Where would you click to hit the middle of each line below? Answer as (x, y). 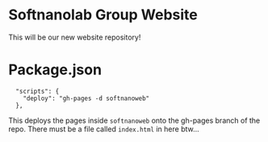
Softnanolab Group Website (103, 15)
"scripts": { (38, 91)
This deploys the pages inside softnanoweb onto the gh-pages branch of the (134, 120)
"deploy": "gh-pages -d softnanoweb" (86, 98)
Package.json (55, 70)
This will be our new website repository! (75, 37)
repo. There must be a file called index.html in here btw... (104, 129)
